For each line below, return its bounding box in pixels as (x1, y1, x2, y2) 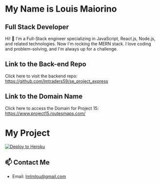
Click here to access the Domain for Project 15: (5, 105, 99, 111)
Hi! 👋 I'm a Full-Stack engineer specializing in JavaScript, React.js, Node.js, (5, 36, 156, 41)
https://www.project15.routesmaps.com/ (5, 110, 86, 116)
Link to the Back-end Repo (5, 60, 87, 69)
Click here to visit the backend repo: (5, 73, 78, 79)
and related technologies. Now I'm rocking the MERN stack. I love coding (5, 41, 151, 47)
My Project (5, 128, 50, 138)
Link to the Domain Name (5, 92, 83, 101)
